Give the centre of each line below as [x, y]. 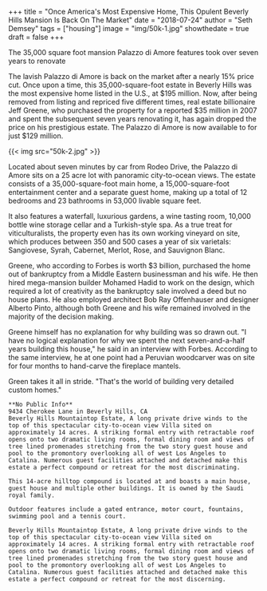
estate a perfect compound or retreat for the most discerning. [117, 579]
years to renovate [37, 61]
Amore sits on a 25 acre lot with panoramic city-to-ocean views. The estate [132, 175]
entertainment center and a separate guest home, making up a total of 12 [128, 192]
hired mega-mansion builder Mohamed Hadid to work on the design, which [132, 282]
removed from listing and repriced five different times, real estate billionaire [132, 102]
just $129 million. [36, 136]
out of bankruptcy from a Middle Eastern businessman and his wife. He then [133, 274]
